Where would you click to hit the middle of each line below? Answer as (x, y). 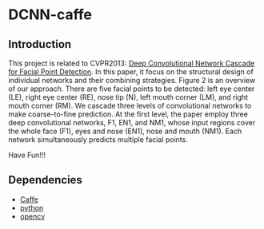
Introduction (40, 44)
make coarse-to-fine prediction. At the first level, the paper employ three (128, 114)
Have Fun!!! (27, 155)
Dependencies (45, 180)
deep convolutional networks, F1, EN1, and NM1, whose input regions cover (132, 122)
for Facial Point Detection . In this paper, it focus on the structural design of (131, 72)
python (32, 207)
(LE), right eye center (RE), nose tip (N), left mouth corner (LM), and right (128, 97)
